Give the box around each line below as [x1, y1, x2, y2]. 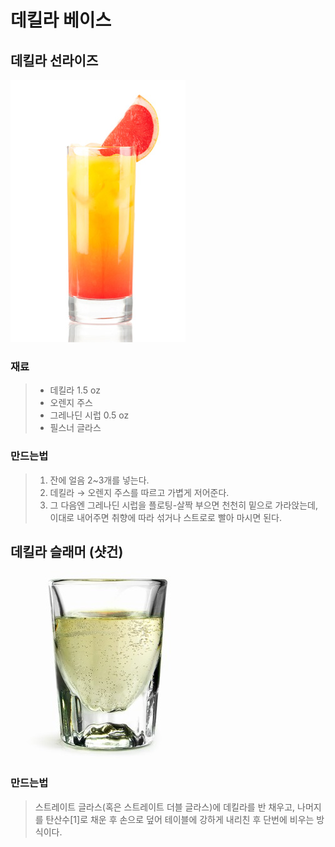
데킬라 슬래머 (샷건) [10, 543, 124, 560]
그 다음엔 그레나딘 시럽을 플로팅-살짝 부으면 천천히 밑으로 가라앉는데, [49, 499, 318, 511]
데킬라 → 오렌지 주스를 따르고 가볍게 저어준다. [49, 486, 230, 498]
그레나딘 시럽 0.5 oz [49, 409, 130, 421]
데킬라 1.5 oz [49, 384, 101, 396]
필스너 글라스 [49, 422, 102, 434]
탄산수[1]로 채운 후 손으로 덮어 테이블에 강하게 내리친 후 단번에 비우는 [45, 813, 315, 825]
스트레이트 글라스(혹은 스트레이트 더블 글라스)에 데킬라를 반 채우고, [34, 801, 296, 813]
